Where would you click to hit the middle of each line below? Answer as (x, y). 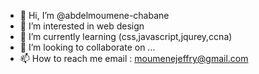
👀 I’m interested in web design (82, 26)
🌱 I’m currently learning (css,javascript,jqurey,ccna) (126, 36)
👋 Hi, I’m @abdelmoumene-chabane (94, 15)
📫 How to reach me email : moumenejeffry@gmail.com (134, 58)
